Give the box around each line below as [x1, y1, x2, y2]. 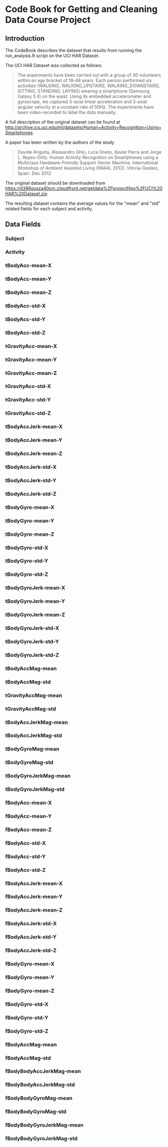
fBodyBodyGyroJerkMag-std [5, 1135, 78, 1142]
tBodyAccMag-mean [5, 665, 57, 672]
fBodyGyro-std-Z [5, 1027, 48, 1034]
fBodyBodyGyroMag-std [5, 1108, 66, 1115]
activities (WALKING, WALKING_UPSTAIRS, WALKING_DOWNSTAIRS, [17, 83, 160, 89]
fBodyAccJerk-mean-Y [5, 893, 63, 900]
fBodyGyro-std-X [5, 1000, 49, 1007]
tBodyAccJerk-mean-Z [5, 450, 62, 457]
